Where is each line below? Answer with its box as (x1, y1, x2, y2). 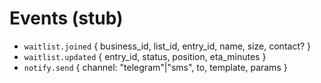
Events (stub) (9, 7, 124, 30)
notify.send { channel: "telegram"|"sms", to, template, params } (23, 61, 288, 73)
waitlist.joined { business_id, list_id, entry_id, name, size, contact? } (23, 40, 312, 52)
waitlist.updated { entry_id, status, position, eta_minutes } (23, 50, 267, 62)
